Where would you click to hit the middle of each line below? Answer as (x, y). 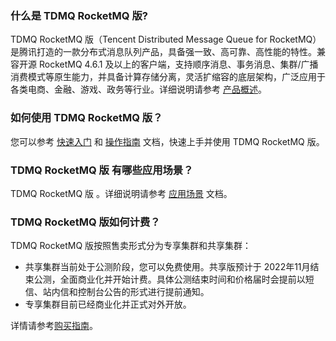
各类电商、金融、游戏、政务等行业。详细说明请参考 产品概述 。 (138, 89)
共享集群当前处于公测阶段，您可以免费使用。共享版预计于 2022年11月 (167, 267)
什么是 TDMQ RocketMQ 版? (79, 15)
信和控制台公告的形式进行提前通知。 (134, 292)
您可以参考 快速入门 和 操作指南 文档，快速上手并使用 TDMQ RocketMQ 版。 (167, 141)
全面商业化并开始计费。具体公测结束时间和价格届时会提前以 (182, 279)
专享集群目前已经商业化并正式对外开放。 (108, 304)
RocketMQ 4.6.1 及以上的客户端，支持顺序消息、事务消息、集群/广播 (178, 64)
